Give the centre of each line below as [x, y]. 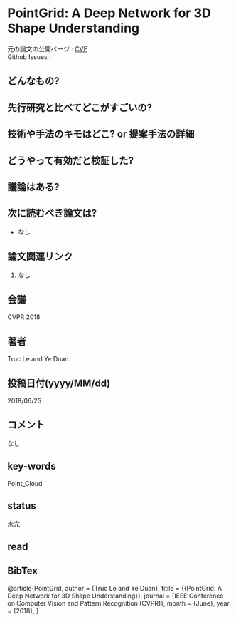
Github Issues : [29, 57]
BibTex [22, 571]
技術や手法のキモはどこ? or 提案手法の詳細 [101, 134]
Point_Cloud [25, 483]
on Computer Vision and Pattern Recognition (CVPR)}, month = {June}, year [118, 603]
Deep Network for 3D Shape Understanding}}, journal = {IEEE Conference [116, 596]
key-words [32, 466]
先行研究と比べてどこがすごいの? [80, 107]
